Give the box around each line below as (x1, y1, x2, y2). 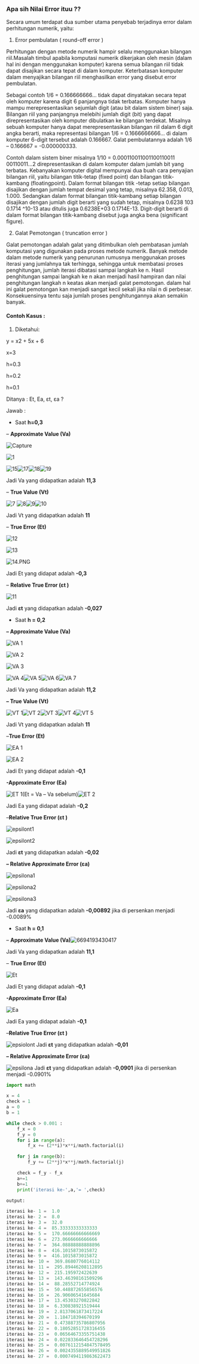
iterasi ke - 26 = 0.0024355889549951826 (6, 1348, 111, 1354)
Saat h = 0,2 (14, 616, 46, 623)
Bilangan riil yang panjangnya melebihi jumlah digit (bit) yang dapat (6, 110, 172, 118)
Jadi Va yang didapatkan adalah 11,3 (6, 476, 96, 484)
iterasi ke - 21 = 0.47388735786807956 (6, 1320, 106, 1326)
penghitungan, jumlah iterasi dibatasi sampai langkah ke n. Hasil (6, 266, 164, 274)
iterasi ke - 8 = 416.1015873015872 (6, 1247, 97, 1254)
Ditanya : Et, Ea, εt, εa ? (6, 395, 64, 402)
